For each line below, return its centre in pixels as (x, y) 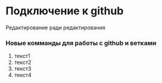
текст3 (23, 69)
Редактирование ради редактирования (55, 27)
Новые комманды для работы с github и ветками (81, 43)
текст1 (22, 56)
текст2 (23, 62)
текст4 (23, 75)
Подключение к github (65, 11)
